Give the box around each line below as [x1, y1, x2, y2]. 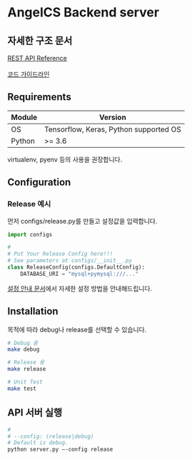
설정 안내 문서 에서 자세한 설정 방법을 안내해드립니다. [7, 284, 152, 293]
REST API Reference [7, 54, 68, 62]
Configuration [7, 176, 71, 189]
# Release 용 [7, 359, 45, 366]
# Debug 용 [7, 339, 39, 346]
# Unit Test [7, 379, 43, 386]
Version [98, 112, 126, 122]
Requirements [7, 91, 71, 104]
